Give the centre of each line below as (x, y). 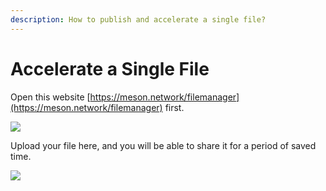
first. (174, 107)
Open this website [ (50, 97)
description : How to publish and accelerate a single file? (138, 19)
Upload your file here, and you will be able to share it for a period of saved (163, 145)
